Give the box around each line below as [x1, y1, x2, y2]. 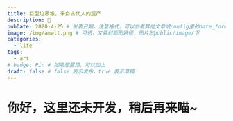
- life [13, 42, 33, 49]
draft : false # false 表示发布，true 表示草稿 [7, 68, 135, 75]
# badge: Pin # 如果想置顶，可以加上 [7, 62, 106, 68]
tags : [7, 49, 23, 56]
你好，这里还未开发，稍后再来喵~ [7, 100, 198, 115]
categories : [7, 36, 42, 43]
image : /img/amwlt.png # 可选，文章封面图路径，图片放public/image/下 [7, 29, 200, 37]
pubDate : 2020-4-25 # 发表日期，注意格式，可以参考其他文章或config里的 [7, 23, 200, 30]
